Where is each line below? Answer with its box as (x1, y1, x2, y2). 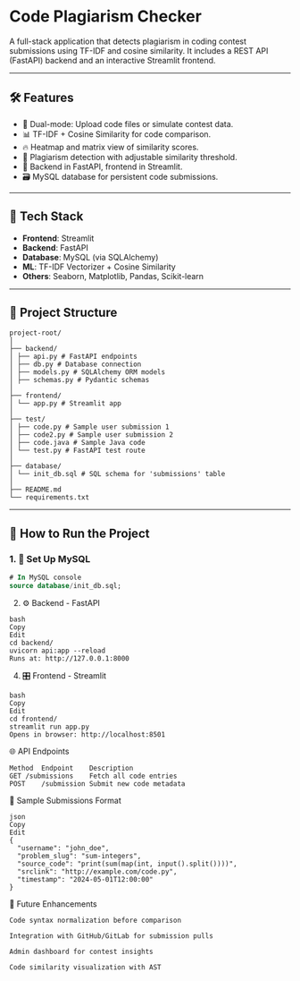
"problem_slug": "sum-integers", (17, 851, 142, 860)
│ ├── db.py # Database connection (9, 360, 142, 369)
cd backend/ (9, 638, 54, 647)
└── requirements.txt (9, 493, 90, 502)
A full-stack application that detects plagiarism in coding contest (9, 36, 247, 47)
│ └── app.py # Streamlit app (9, 399, 122, 408)
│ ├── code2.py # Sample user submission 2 (9, 431, 174, 439)
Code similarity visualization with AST (9, 962, 162, 972)
